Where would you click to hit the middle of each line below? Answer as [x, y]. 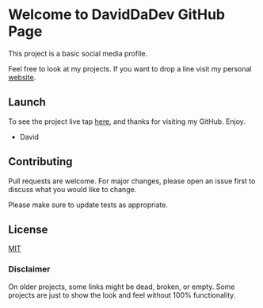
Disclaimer [29, 269]
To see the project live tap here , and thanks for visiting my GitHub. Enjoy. [127, 121]
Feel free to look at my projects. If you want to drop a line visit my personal [130, 68]
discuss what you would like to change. [72, 189]
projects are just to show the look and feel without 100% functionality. [122, 295]
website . [22, 77]
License [28, 229]
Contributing [40, 162]
